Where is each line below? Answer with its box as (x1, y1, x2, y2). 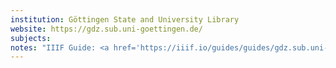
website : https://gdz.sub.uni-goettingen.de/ (10, 24, 203, 34)
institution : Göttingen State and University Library (10, 14, 240, 25)
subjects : (10, 33, 52, 43)
